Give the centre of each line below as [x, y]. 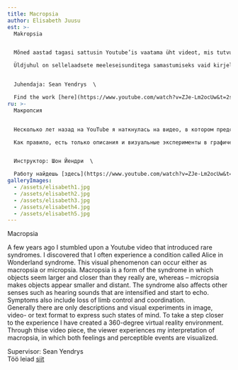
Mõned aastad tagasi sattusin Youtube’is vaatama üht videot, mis [114, 53]
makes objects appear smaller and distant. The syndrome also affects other [118, 285]
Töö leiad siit [26, 359]
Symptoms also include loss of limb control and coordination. [96, 300]
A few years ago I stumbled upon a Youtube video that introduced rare [110, 247]
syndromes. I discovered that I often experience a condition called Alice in [115, 255]
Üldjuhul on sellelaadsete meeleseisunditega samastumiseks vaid [112, 66]
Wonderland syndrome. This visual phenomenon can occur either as [107, 262]
